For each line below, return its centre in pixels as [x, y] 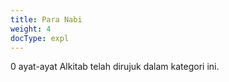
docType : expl [40, 38]
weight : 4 [31, 29]
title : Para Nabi [46, 19]
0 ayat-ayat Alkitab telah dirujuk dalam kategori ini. [115, 67]
